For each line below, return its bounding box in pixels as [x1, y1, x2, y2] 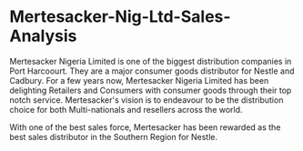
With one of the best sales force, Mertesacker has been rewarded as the [9, 121, 281, 133]
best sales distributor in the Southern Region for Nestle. [9, 131, 218, 142]
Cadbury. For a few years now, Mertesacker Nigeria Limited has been [9, 75, 269, 86]
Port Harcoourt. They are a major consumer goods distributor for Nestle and [9, 65, 295, 76]
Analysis [9, 25, 77, 46]
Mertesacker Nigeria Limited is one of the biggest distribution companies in [9, 55, 292, 66]
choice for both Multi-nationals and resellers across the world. [9, 104, 243, 115]
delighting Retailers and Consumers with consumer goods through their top [9, 85, 292, 96]
